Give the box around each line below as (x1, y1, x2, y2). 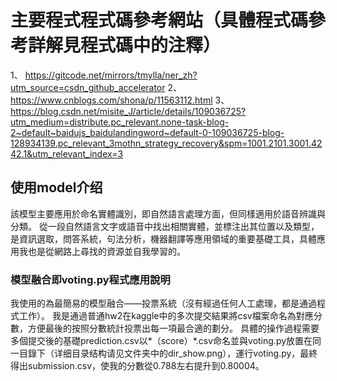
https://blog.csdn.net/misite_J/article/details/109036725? (10, 105, 247, 117)
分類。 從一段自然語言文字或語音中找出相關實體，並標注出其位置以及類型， (10, 220, 320, 232)
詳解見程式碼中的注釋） (28, 34, 222, 57)
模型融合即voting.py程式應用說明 (10, 272, 171, 286)
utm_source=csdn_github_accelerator (10, 81, 166, 93)
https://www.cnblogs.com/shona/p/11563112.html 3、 (10, 94, 230, 106)
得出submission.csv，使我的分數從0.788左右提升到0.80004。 (10, 360, 265, 372)
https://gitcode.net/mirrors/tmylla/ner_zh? (24, 69, 198, 81)
